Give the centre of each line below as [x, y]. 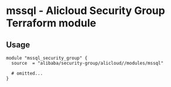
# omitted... [27, 74]
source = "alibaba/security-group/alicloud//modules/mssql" [88, 63]
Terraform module [51, 23]
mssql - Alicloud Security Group [85, 11]
